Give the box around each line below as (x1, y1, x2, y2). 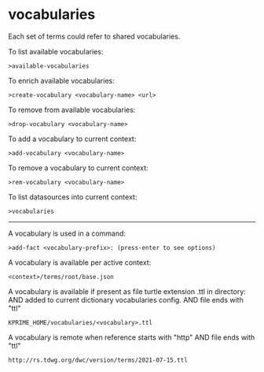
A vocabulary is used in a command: (8, 229, 126, 238)
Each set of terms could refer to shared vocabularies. (8, 32, 181, 41)
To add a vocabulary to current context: (8, 134, 137, 143)
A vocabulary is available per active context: (8, 258, 152, 267)
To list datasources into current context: (8, 192, 137, 202)
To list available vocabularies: (8, 46, 104, 56)
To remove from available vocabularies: (8, 105, 136, 114)
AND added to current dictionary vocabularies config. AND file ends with (8, 295, 244, 304)
